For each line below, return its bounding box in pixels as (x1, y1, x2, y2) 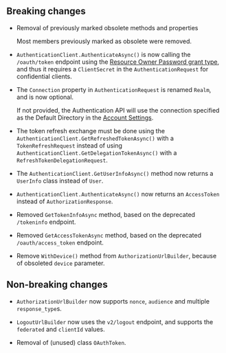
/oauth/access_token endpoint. (16, 238, 104, 247)
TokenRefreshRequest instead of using (16, 141, 123, 150)
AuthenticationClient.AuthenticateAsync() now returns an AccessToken (16, 190, 220, 198)
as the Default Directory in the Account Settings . (16, 113, 154, 122)
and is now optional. (16, 93, 74, 101)
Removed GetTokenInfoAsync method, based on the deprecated (16, 210, 196, 218)
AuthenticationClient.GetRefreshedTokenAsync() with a (16, 134, 174, 142)
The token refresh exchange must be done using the (16, 126, 166, 135)
